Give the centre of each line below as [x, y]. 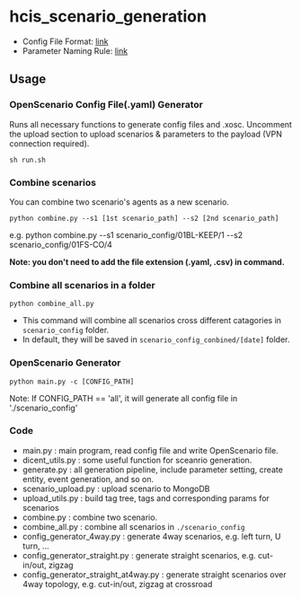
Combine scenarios [53, 182]
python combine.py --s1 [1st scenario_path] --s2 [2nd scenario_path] [144, 218]
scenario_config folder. [66, 330]
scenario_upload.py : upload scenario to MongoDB [116, 488]
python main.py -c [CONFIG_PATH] [72, 382]
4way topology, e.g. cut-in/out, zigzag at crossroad [117, 584]
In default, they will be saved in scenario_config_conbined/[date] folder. [156, 339]
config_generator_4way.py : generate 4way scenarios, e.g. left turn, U [151, 536]
